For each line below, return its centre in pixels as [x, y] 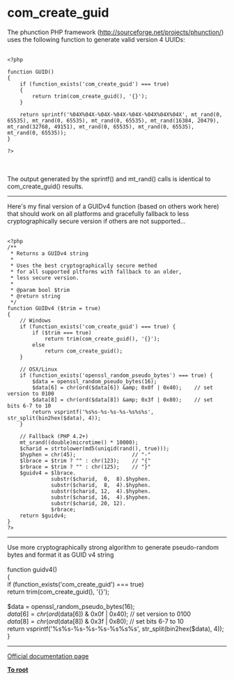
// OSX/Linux [39, 369]
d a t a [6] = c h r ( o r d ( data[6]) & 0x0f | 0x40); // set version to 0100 [99, 614]
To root [18, 670]
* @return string [35, 296]
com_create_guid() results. [45, 186]
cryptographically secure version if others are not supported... [96, 221]
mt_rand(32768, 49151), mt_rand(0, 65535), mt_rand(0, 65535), [101, 127]
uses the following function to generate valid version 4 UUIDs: [96, 39]
